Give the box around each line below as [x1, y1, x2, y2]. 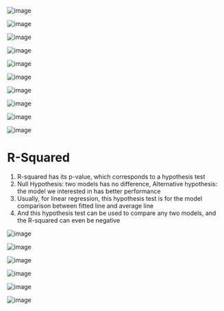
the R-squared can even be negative [16, 216, 121, 224]
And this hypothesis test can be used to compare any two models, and [16, 209, 216, 217]
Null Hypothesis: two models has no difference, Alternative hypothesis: [16, 179, 218, 188]
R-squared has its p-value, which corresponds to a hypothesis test [16, 172, 206, 181]
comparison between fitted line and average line [16, 201, 154, 210]
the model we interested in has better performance [16, 187, 161, 195]
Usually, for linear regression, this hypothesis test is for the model [16, 194, 203, 202]
